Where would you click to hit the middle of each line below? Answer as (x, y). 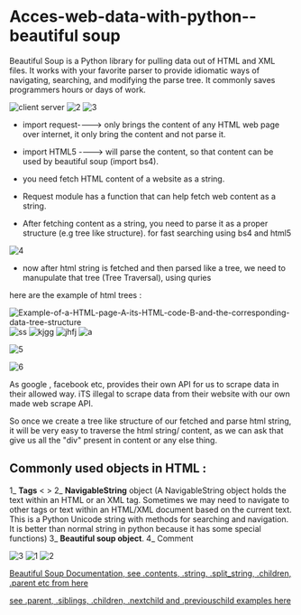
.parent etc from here (49, 582)
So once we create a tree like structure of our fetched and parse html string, (150, 421)
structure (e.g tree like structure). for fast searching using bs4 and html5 (157, 233)
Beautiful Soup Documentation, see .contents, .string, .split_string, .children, (150, 573)
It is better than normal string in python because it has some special (135, 528)
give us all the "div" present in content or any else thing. (114, 440)
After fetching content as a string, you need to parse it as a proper (145, 223)
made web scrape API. (51, 403)
